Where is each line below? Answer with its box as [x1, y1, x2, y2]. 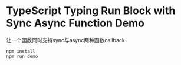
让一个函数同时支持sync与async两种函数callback [6, 36, 125, 43]
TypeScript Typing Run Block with [6, 4, 176, 18]
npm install [6, 48, 35, 54]
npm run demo [6, 53, 38, 59]
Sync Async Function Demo [6, 16, 144, 30]
